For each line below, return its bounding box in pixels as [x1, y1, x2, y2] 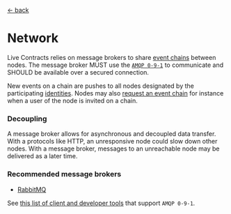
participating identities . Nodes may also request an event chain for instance [7, 89, 224, 97]
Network [7, 31, 59, 46]
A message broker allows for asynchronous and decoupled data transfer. [7, 130, 216, 138]
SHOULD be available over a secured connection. [7, 68, 150, 76]
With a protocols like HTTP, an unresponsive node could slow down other [7, 137, 218, 146]
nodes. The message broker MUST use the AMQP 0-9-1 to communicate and [7, 61, 224, 69]
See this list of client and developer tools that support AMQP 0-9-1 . [7, 199, 196, 207]
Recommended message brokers [7, 169, 122, 179]
